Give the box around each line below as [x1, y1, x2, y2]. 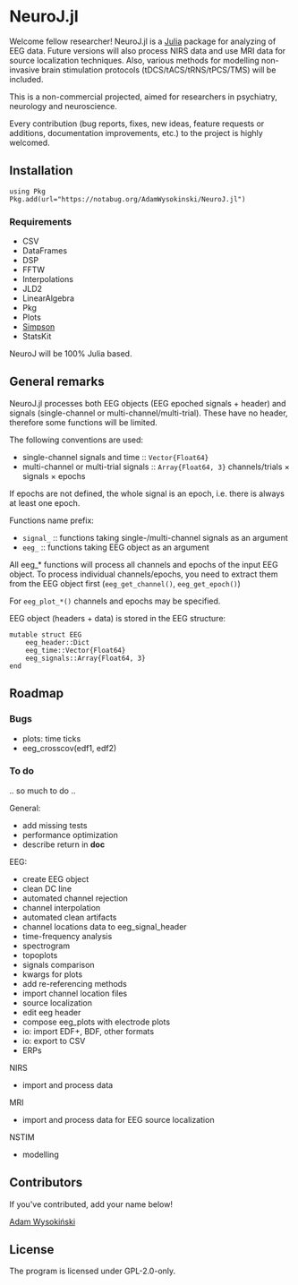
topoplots [21, 949, 58, 960]
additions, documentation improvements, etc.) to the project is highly [9, 127, 264, 138]
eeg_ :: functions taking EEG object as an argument [21, 542, 209, 553]
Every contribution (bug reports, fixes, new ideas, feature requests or [9, 118, 265, 129]
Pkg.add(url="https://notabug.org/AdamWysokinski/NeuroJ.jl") [9, 194, 246, 203]
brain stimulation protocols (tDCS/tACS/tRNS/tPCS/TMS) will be [41, 64, 277, 75]
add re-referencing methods [21, 978, 127, 989]
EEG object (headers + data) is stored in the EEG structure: [9, 613, 226, 623]
